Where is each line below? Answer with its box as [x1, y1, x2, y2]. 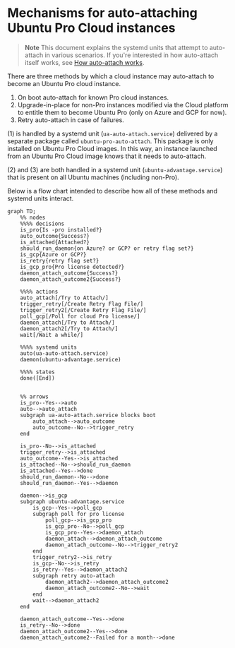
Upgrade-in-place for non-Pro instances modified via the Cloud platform [17, 100, 229, 109]
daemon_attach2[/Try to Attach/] [20, 325, 119, 332]
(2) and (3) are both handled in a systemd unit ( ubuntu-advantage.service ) [7, 165, 223, 174]
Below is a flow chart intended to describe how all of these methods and [7, 186, 217, 195]
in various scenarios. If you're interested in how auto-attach [44, 51, 219, 59]
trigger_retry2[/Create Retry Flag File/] [20, 306, 147, 313]
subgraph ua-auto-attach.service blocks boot [20, 412, 157, 419]
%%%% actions [20, 288, 59, 295]
